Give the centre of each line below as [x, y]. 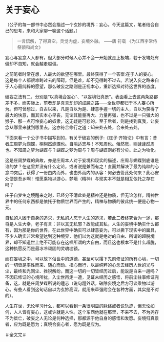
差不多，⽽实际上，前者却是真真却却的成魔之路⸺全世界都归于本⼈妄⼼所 [80, 103]
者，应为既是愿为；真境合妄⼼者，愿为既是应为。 [54, 324]
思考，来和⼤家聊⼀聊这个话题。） [47, 30]
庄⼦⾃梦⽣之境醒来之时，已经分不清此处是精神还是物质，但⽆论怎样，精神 [80, 195]
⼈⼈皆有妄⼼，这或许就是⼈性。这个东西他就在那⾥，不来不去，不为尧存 [86, 312]
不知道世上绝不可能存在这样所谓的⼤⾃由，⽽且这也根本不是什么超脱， [88, 242]
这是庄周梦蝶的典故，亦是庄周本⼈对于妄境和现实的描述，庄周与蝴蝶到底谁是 [82, 160]
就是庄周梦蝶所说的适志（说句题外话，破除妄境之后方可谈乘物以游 [88, 283]
